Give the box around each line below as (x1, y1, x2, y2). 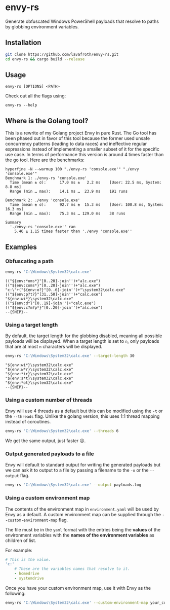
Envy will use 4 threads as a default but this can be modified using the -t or (5, 408, 163, 414)
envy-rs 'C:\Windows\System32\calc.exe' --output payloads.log (5, 482, 142, 488)
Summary (5, 220, 22, 225)
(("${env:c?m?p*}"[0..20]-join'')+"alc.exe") (5, 305, 103, 310)
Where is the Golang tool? (5, 116, 89, 125)
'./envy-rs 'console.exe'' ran (10, 225, 76, 230)
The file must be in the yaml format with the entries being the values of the (5, 526, 161, 532)
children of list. (5, 537, 36, 544)
